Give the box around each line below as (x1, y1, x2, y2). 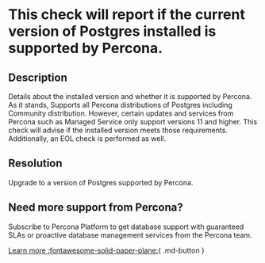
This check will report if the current (8, 6, 246, 24)
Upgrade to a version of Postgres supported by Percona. (8, 177, 194, 187)
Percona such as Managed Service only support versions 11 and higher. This (8, 117, 258, 126)
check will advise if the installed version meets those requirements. (8, 125, 229, 135)
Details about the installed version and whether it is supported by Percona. (8, 92, 252, 101)
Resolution (8, 157, 63, 170)
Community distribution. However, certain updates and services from (8, 109, 234, 118)
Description (8, 71, 67, 84)
